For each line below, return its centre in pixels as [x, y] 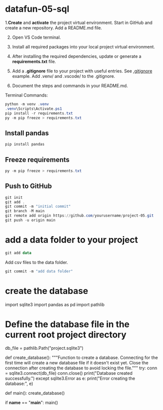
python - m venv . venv [27, 104]
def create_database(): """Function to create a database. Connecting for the [81, 358]
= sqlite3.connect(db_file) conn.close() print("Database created [69, 373]
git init [14, 197]
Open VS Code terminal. [36, 37]
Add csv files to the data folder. [37, 262]
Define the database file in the [67, 324]
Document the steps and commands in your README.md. [70, 85]
